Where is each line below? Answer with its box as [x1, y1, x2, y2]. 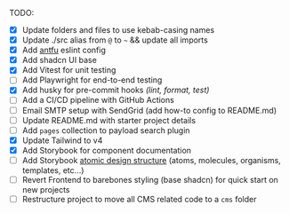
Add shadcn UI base [21, 55, 98, 66]
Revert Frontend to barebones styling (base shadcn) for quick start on [21, 174, 278, 185]
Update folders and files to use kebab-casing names [21, 25, 215, 35]
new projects [21, 184, 70, 194]
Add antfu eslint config [21, 44, 107, 56]
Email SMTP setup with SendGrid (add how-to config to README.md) [21, 105, 277, 115]
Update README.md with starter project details [21, 114, 197, 125]
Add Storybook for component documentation [21, 145, 192, 155]
